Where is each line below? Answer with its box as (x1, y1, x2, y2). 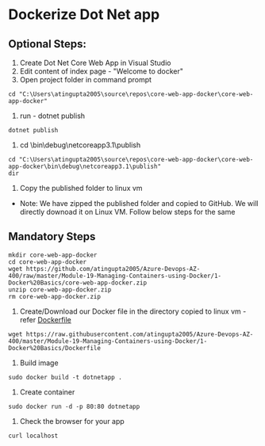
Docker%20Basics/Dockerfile (8, 344, 102, 352)
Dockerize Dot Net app (8, 6, 160, 24)
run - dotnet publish (19, 111, 86, 120)
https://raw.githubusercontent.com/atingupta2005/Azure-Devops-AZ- (25, 330, 254, 338)
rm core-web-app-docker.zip (8, 292, 102, 300)
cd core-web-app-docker (8, 257, 87, 266)
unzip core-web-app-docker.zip (8, 285, 112, 294)
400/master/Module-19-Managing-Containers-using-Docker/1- (8, 337, 208, 345)
